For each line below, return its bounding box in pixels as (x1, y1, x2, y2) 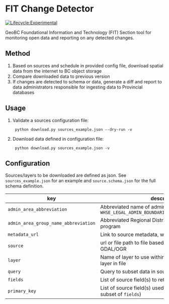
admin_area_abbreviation (8, 207, 67, 213)
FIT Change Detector (5, 3, 94, 15)
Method (5, 49, 31, 58)
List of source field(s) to (100, 276, 157, 283)
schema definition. (5, 183, 44, 189)
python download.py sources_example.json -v (15, 145, 110, 151)
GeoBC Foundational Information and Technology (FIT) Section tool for (5, 29, 152, 35)
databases (12, 89, 35, 95)
